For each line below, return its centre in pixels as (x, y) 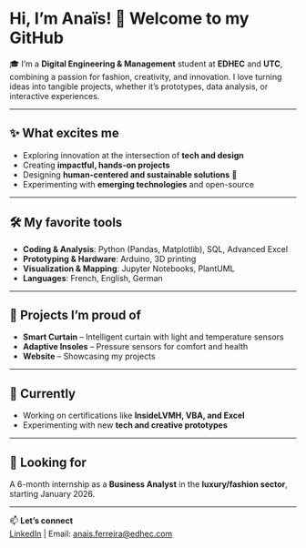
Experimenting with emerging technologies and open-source (138, 184)
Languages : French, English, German (93, 278)
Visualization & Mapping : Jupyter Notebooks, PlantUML (128, 269)
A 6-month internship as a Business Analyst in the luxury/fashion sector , (149, 484)
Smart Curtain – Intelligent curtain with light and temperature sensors (153, 337)
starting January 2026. (52, 494)
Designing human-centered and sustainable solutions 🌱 (130, 174)
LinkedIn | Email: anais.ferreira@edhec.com (91, 533)
